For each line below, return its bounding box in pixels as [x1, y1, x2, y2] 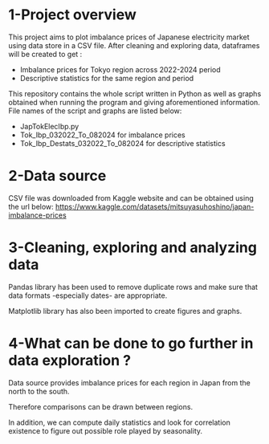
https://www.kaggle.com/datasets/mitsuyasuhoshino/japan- [55, 202, 255, 211]
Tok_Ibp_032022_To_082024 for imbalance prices [19, 130, 186, 140]
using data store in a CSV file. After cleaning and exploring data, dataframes [8, 40, 260, 50]
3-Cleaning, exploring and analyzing [8, 238, 257, 257]
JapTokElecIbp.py [19, 121, 79, 131]
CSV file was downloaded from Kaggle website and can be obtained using [8, 193, 255, 202]
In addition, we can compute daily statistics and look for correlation [8, 418, 230, 427]
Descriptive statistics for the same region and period [19, 73, 194, 83]
